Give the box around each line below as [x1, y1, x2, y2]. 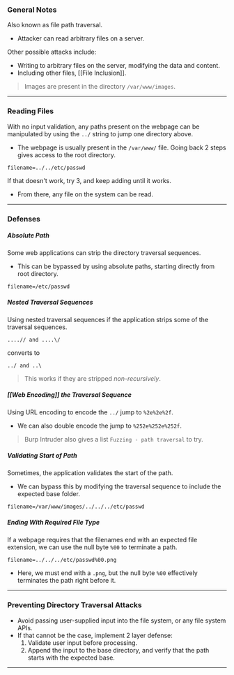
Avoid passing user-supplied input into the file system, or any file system [17, 616, 226, 625]
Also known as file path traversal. [7, 21, 103, 29]
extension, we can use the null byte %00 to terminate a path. [7, 543, 178, 551]
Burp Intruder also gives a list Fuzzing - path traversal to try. [24, 435, 203, 444]
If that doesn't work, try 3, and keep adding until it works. [7, 176, 172, 184]
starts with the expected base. [27, 653, 115, 662]
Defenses [7, 214, 40, 224]
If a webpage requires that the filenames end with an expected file [7, 536, 198, 544]
